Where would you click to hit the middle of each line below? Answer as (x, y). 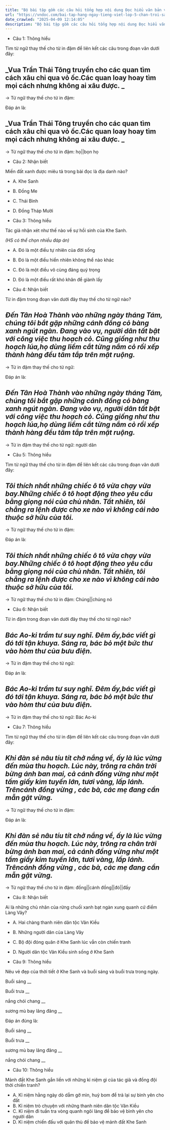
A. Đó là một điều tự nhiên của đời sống (54, 250)
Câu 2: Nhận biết (30, 161)
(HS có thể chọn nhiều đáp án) (37, 240)
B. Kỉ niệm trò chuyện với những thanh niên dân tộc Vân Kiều (76, 1106)
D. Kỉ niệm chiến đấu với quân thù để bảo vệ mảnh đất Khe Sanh (79, 1122)
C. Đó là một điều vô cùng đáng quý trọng (56, 270)
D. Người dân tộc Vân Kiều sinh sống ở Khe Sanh (63, 952)
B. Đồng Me (25, 191)
